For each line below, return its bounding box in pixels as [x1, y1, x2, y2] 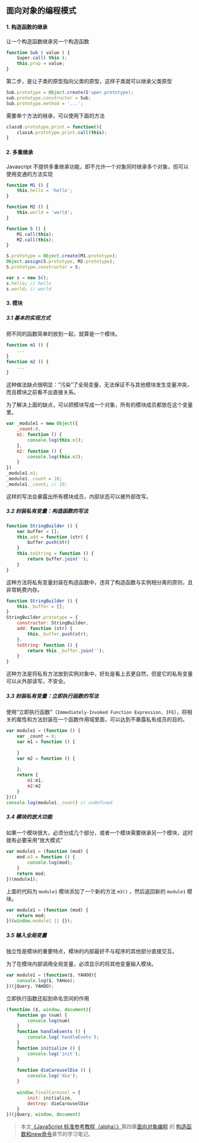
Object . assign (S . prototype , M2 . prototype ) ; [6, 259, 115, 265]
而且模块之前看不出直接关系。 [6, 389, 79, 396]
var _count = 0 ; [17, 733, 57, 739]
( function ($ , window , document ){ [6, 1006, 92, 1012]
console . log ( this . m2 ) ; [27, 454, 84, 459]
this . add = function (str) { [17, 534, 89, 540]
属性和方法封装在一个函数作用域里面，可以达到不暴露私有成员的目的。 [16, 716, 188, 723]
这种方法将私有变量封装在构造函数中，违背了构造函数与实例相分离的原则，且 [6, 578, 193, 585]
